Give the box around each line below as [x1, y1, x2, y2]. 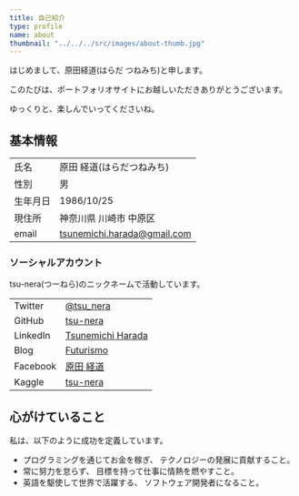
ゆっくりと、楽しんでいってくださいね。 [9, 104, 160, 115]
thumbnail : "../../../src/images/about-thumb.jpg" [9, 38, 205, 48]
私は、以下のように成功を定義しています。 [9, 435, 168, 446]
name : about [9, 30, 55, 39]
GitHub [14, 315, 45, 328]
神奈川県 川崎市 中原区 [59, 212, 156, 225]
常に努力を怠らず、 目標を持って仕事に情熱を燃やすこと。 [22, 466, 239, 477]
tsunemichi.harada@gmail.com [59, 228, 192, 240]
